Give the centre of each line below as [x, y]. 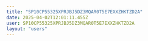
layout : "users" [27, 29]
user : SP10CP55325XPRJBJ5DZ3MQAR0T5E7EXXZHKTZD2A [71, 23]
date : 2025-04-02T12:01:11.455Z [47, 17]
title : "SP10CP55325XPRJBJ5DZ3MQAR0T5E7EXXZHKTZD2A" [75, 12]
